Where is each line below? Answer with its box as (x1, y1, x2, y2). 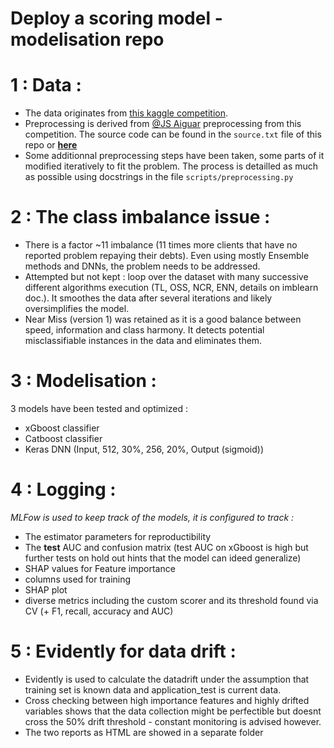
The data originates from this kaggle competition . (24, 107, 228, 119)
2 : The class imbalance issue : (10, 206, 271, 229)
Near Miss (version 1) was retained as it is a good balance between (24, 313, 302, 326)
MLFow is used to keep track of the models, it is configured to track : (10, 511, 295, 523)
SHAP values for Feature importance (24, 562, 176, 574)
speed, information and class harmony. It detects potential (24, 324, 265, 336)
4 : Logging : (10, 478, 117, 501)
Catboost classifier (24, 433, 103, 444)
